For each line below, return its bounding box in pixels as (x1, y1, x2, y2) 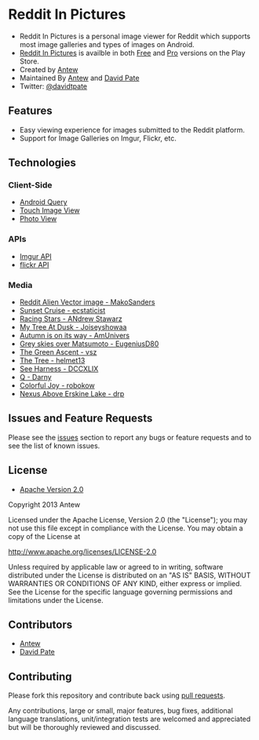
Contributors (8, 618, 73, 632)
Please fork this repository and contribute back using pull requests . (8, 691, 226, 700)
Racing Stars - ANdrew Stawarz (19, 314, 123, 323)
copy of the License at (8, 531, 81, 541)
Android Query (19, 198, 68, 207)
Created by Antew (19, 64, 78, 74)
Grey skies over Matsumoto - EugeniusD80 (19, 339, 159, 348)
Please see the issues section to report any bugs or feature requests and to (8, 432, 252, 442)
